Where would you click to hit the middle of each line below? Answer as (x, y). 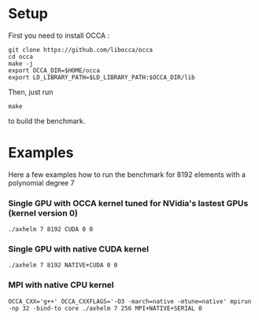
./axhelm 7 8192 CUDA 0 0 (50, 230)
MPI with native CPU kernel (61, 285)
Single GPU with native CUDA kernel (79, 249)
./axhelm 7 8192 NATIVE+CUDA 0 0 (63, 265)
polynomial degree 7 (41, 182)
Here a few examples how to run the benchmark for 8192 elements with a (127, 175)
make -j (21, 64)
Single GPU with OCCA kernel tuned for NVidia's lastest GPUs (128, 203)
